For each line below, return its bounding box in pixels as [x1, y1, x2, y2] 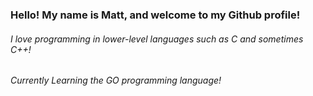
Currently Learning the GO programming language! [10, 74, 222, 87]
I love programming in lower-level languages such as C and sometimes [10, 33, 304, 45]
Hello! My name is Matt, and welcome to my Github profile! [10, 8, 301, 22]
